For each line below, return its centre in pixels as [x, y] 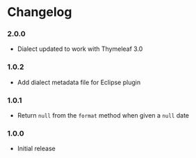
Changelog [40, 12]
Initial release [36, 149]
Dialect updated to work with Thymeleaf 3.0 [80, 49]
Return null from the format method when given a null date [103, 116]
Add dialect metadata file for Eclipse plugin [79, 82]
